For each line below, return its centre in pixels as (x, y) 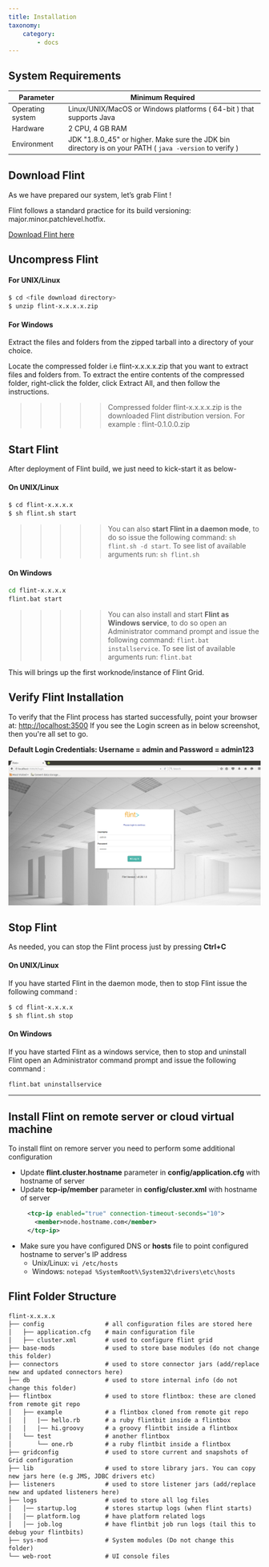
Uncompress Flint (53, 260)
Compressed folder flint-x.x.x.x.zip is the (175, 408)
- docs (48, 42)
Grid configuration (41, 1460)
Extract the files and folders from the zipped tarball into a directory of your (131, 342)
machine (31, 1129)
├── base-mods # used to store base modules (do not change (134, 1348)
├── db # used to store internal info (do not (123, 1380)
